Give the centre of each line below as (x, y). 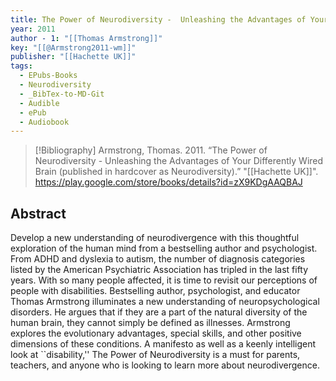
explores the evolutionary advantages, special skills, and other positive (156, 333)
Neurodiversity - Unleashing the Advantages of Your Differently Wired (179, 161)
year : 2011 (33, 29)
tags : (21, 66)
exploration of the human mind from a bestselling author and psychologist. (164, 248)
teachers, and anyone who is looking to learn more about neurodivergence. (165, 365)
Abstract (38, 213)
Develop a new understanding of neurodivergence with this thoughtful (155, 238)
